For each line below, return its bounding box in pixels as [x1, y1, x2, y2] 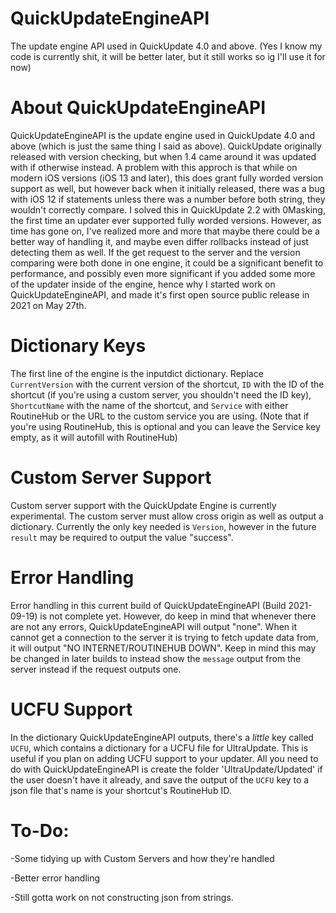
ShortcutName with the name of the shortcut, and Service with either [10, 399, 289, 411]
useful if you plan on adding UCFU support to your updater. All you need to [10, 752, 319, 764]
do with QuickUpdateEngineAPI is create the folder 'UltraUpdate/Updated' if [10, 763, 323, 775]
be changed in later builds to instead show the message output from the [10, 652, 302, 664]
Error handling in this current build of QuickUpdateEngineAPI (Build [10, 599, 287, 611]
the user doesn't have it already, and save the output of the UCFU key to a [10, 773, 310, 786]
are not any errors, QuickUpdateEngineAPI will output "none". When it [10, 620, 298, 632]
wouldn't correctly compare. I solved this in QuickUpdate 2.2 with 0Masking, [10, 203, 326, 216]
